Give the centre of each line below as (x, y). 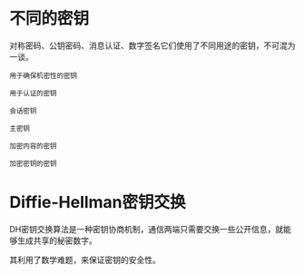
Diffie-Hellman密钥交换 (98, 203)
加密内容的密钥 (33, 146)
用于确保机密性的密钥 (43, 75)
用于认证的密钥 (33, 93)
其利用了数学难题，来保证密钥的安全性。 (85, 259)
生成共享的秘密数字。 (57, 240)
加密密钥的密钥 (33, 163)
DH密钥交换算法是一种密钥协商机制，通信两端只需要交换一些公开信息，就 (147, 229)
